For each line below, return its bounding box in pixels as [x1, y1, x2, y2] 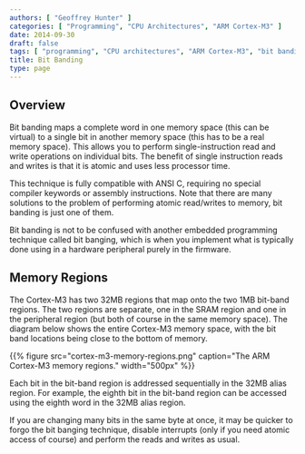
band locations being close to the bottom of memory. [9, 332, 208, 343]
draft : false [9, 38, 59, 48]
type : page [9, 64, 51, 74]
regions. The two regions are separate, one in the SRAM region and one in [9, 303, 287, 314]
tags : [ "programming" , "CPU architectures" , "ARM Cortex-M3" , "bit [9, 47, 274, 56]
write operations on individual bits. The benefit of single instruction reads [9, 151, 283, 162]
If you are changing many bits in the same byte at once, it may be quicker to [9, 414, 293, 425]
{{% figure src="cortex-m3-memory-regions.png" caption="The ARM [9, 350, 271, 361]
